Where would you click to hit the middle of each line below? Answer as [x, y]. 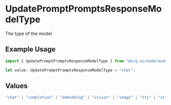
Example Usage [31, 49]
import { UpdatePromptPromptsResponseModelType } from [65, 61]
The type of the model [29, 33]
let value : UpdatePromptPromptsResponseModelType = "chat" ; [70, 70]
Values [17, 86]
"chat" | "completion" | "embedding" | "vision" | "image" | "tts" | [81, 97]
